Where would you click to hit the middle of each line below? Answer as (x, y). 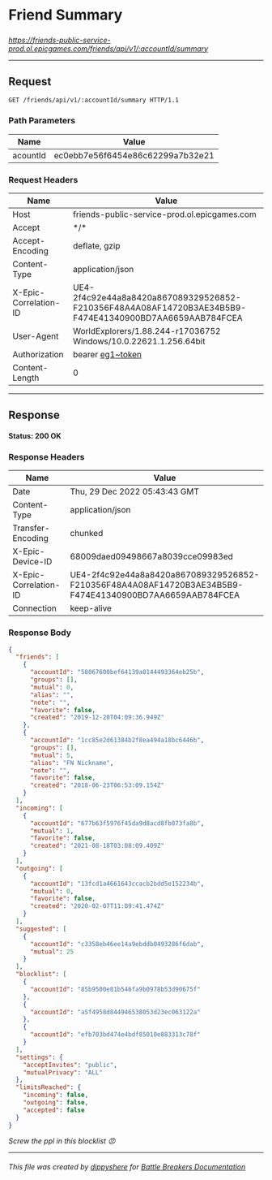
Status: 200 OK (35, 435)
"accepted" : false (54, 1110)
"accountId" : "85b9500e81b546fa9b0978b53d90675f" (115, 989)
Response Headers (47, 456)
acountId (29, 155)
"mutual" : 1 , (52, 831)
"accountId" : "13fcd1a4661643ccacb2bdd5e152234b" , (117, 884)
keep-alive (91, 608)
